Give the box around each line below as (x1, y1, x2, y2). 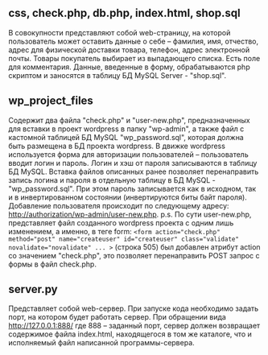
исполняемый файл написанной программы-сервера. (8, 338, 195, 348)
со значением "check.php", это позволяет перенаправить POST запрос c (8, 250, 260, 260)
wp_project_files (8, 94, 94, 108)
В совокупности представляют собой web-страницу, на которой (8, 27, 231, 37)
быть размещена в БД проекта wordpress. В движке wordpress (8, 141, 225, 151)
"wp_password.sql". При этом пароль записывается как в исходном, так (8, 184, 257, 193)
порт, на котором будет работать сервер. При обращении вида (8, 312, 227, 322)
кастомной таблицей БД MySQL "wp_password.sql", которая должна (8, 132, 244, 142)
